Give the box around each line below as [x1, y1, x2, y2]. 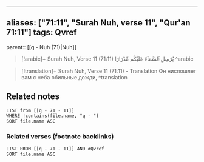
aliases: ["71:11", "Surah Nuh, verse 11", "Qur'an [6, 18, 191, 28]
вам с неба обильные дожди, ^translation [21, 73, 127, 81]
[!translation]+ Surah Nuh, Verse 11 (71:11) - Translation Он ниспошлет [21, 67, 197, 75]
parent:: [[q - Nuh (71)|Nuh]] [6, 43, 77, 50]
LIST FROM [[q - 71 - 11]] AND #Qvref [6, 146, 104, 152]
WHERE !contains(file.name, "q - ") [6, 113, 99, 119]
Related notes [6, 92, 59, 102]
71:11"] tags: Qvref [6, 27, 77, 38]
